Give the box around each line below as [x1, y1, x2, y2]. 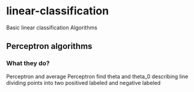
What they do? [6, 59, 50, 68]
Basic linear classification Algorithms [6, 24, 98, 31]
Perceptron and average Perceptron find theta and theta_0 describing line [6, 73, 189, 80]
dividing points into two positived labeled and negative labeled [6, 79, 161, 86]
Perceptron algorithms [6, 41, 92, 51]
